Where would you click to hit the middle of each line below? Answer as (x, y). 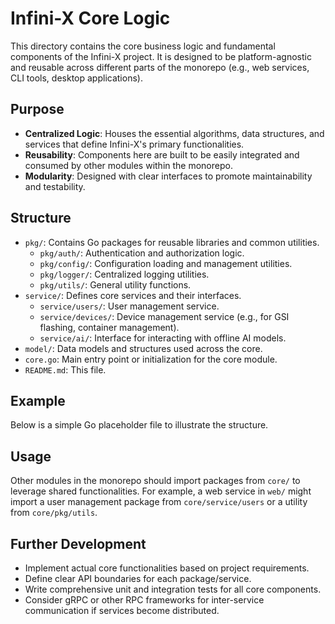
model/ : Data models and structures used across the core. (143, 348)
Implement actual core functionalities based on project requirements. (167, 568)
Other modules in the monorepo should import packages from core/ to (155, 481)
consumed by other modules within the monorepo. (128, 165)
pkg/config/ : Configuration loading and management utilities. (166, 263)
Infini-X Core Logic (90, 18)
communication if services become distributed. (122, 610)
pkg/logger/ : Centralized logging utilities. (124, 274)
